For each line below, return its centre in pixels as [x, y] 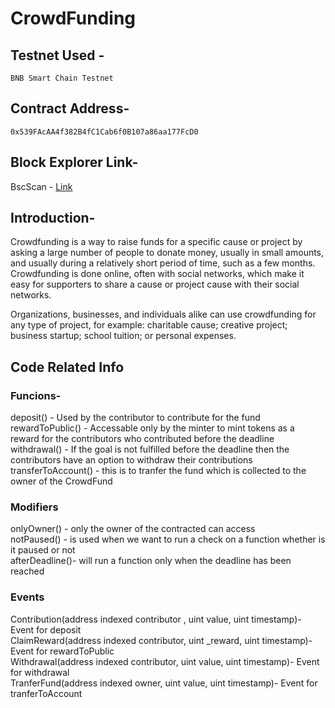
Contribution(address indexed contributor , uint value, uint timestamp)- [156, 619]
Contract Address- [70, 108]
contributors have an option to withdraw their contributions [131, 460]
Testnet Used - [57, 55]
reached [27, 571]
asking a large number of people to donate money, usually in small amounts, [167, 253]
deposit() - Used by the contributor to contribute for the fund [135, 418]
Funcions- [36, 395]
